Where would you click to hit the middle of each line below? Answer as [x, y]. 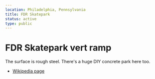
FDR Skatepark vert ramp [58, 48]
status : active [21, 19]
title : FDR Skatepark [28, 14]
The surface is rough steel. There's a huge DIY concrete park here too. [78, 62]
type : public [19, 23]
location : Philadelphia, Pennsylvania [45, 10]
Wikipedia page [28, 71]
